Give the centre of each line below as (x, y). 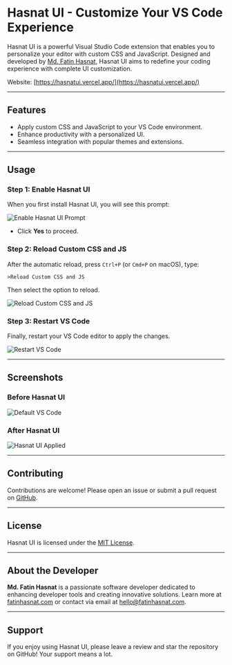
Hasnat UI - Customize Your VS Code (115, 13)
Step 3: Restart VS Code (49, 321)
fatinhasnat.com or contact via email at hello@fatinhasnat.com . (97, 602)
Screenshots (35, 378)
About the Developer (53, 571)
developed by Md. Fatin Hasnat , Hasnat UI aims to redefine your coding (109, 61)
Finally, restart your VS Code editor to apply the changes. (89, 336)
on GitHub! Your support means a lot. (60, 654)
